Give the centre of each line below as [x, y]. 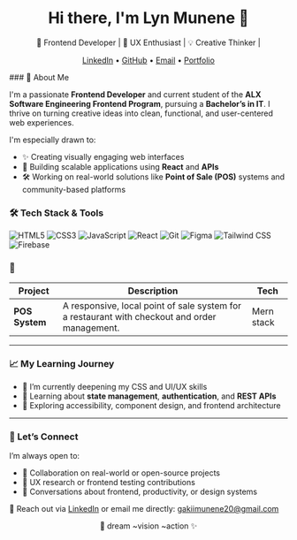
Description [153, 291]
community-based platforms [74, 189]
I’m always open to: [45, 456]
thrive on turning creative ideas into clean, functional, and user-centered [141, 113]
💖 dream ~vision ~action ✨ [148, 526]
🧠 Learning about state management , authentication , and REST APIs [149, 396]
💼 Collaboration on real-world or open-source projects [121, 473]
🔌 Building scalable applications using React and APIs [120, 166]
